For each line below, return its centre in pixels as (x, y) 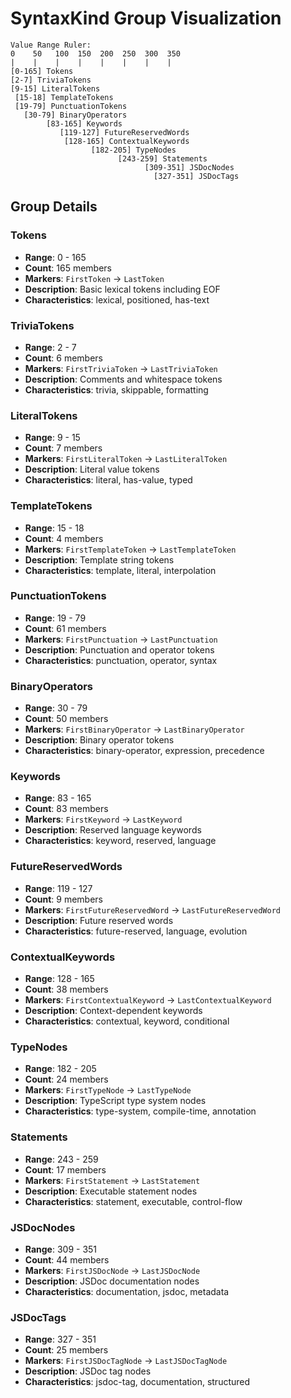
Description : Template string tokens (99, 559)
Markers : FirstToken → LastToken (94, 278)
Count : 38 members (66, 989)
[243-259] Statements (162, 158)
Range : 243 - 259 (61, 1159)
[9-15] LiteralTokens (55, 88)
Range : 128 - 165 (59, 978)
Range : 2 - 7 (50, 347)
